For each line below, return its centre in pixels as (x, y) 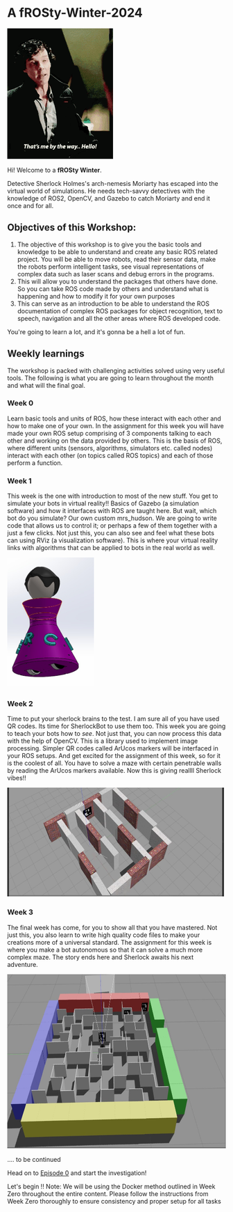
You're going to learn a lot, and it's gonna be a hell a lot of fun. (96, 331)
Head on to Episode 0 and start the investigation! (77, 1173)
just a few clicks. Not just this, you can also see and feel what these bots (111, 533)
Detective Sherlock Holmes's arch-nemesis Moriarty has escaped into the (113, 183)
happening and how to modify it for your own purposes (96, 296)
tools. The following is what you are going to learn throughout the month (110, 378)
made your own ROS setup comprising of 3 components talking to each (109, 433)
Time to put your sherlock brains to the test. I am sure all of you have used (113, 719)
